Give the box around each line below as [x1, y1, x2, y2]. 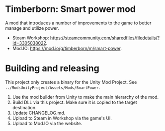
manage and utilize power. [5, 25, 59, 31]
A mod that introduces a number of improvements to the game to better [5, 20, 152, 26]
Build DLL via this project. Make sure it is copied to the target [12, 99, 138, 105]
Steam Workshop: [12, 35, 49, 41]
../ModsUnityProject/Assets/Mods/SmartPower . [5, 84, 100, 90]
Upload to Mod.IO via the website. [12, 120, 82, 126]
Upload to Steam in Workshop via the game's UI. [12, 115, 112, 121]
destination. [12, 104, 37, 110]
